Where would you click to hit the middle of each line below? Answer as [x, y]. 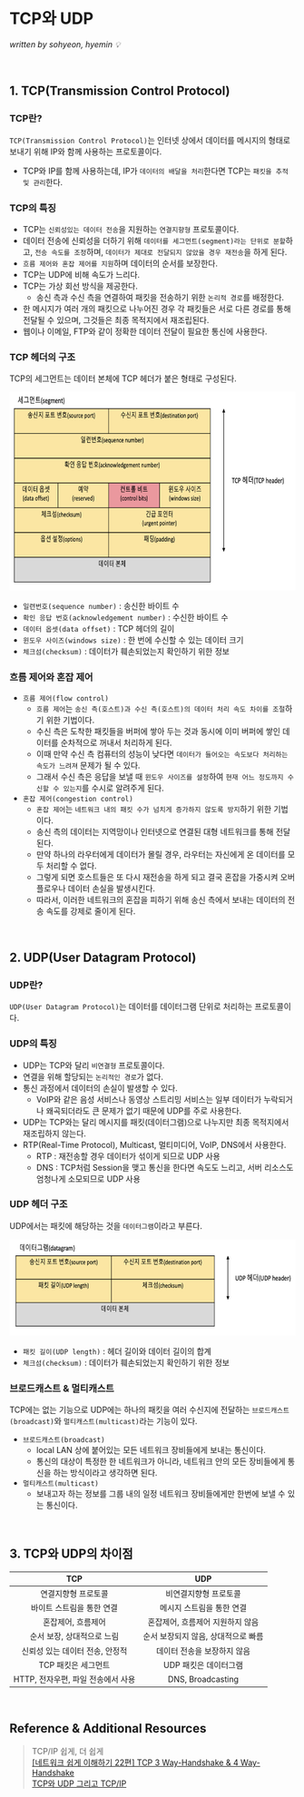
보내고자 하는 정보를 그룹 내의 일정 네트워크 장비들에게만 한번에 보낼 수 [161, 1494]
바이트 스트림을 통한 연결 [74, 1607]
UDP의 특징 [33, 1044]
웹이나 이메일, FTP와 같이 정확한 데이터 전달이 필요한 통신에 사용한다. [145, 331]
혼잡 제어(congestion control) [78, 799]
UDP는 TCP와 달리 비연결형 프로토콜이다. [93, 1065]
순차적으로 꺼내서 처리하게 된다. [116, 742]
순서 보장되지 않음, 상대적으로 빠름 [203, 1636]
